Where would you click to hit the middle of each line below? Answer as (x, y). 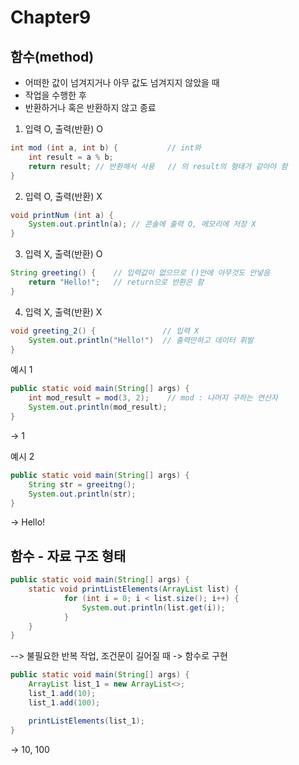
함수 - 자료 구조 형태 (68, 556)
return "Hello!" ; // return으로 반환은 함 (116, 282)
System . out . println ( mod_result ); (98, 407)
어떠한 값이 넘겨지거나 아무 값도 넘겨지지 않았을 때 (122, 82)
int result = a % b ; (71, 157)
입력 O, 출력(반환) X (63, 196)
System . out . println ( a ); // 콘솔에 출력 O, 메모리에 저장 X (142, 224)
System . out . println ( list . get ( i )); (153, 607)
